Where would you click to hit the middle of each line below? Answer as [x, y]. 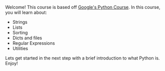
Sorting [20, 33]
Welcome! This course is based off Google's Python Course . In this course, [83, 7]
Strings [20, 22]
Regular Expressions [34, 43]
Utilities [20, 48]
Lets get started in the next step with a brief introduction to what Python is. [82, 58]
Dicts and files [27, 38]
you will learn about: [26, 12]
